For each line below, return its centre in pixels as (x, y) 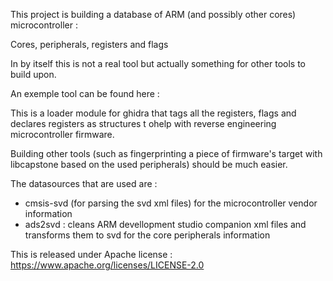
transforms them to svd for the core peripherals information (147, 235)
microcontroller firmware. (62, 134)
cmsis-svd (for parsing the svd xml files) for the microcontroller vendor (171, 203)
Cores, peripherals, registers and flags (89, 44)
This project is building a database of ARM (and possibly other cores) (153, 14)
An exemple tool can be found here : (85, 93)
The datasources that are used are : (84, 183)
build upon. (33, 74)
